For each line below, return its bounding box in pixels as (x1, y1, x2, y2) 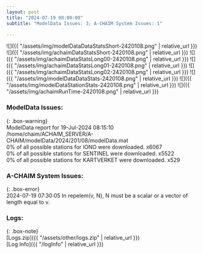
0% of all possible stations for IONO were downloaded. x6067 (6, 143, 163, 151)
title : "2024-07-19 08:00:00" (6, 15, 84, 21)
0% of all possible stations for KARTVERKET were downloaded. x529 (6, 156, 180, 163)
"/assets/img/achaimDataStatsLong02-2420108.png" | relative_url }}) (14, 69, 189, 76)
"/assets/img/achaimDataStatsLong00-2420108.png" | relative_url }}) (14, 56, 189, 63)
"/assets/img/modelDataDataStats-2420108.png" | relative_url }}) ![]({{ (14, 75, 192, 83)
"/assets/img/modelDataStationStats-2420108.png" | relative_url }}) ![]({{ (6, 81, 190, 89)
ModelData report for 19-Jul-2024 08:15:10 (6, 124, 114, 131)
